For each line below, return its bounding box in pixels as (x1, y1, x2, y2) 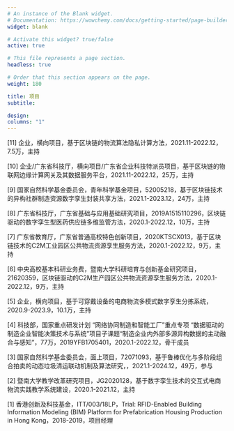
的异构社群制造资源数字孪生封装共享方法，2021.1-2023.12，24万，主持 (7, 195, 210, 203)
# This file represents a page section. (7, 55, 127, 62)
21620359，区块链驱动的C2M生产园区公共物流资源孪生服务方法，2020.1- (7, 273, 218, 282)
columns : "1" (7, 119, 45, 126)
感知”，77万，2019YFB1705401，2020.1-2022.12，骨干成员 (19, 338, 189, 347)
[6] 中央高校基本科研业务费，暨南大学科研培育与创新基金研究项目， (7, 265, 201, 273)
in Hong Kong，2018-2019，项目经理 (7, 416, 114, 425)
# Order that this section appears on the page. (7, 74, 151, 81)
